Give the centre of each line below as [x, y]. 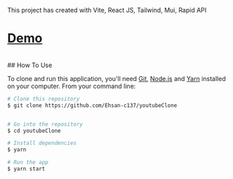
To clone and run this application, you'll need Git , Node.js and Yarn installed [116, 78]
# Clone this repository [44, 99]
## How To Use [30, 65]
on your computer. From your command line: [72, 86]
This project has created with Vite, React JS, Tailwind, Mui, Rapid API [107, 10]
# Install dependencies [42, 143]
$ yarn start [26, 169]
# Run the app [28, 163]
